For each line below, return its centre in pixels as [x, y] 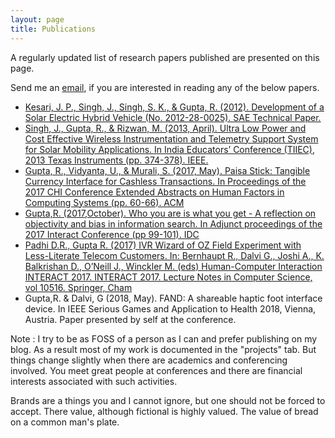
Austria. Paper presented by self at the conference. [130, 319]
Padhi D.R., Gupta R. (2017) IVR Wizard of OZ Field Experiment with [163, 245]
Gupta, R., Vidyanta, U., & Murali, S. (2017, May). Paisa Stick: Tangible [167, 170]
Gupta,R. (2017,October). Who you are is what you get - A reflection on [170, 213]
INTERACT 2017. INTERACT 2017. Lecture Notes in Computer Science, [168, 277]
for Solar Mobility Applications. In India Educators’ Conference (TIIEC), [169, 149]
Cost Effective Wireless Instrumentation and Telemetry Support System [171, 138]
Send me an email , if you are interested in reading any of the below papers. [165, 87]
